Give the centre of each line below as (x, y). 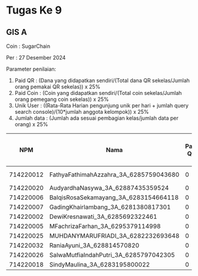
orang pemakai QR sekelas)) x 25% (57, 87)
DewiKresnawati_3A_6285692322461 (103, 217)
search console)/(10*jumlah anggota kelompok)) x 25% (82, 112)
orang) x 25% (31, 124)
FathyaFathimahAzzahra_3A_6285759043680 (114, 175)
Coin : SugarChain (28, 46)
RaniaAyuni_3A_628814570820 (94, 245)
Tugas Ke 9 (34, 10)
